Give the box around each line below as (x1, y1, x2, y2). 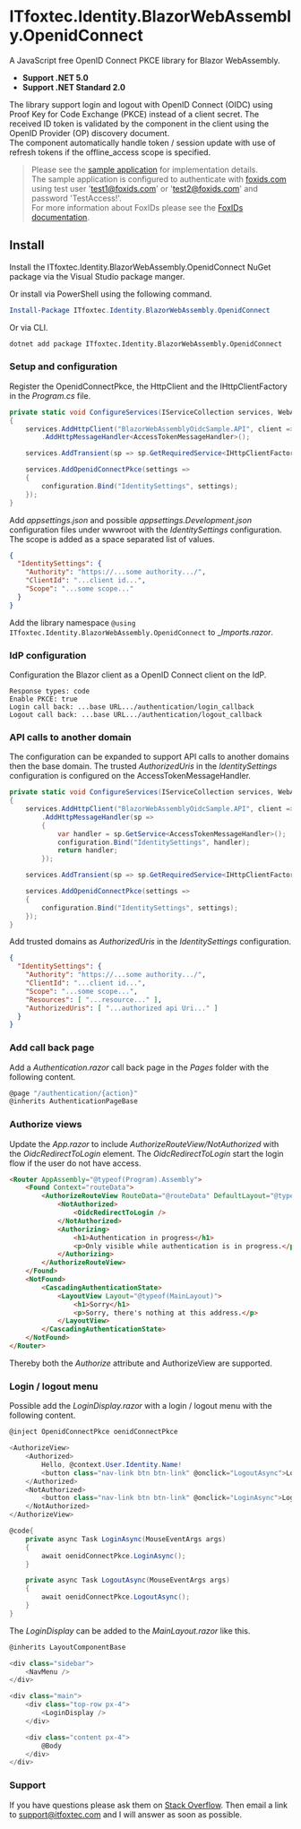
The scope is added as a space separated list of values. (9, 533, 215, 544)
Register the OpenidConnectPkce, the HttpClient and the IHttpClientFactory (9, 381, 288, 392)
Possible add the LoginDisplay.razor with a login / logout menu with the (9, 1401, 272, 1411)
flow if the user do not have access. (9, 1158, 142, 1169)
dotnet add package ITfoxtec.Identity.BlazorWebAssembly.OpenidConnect (9, 339, 282, 349)
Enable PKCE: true (9, 695, 78, 703)
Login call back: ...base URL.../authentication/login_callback (9, 702, 254, 712)
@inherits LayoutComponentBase (9, 1643, 126, 1652)
